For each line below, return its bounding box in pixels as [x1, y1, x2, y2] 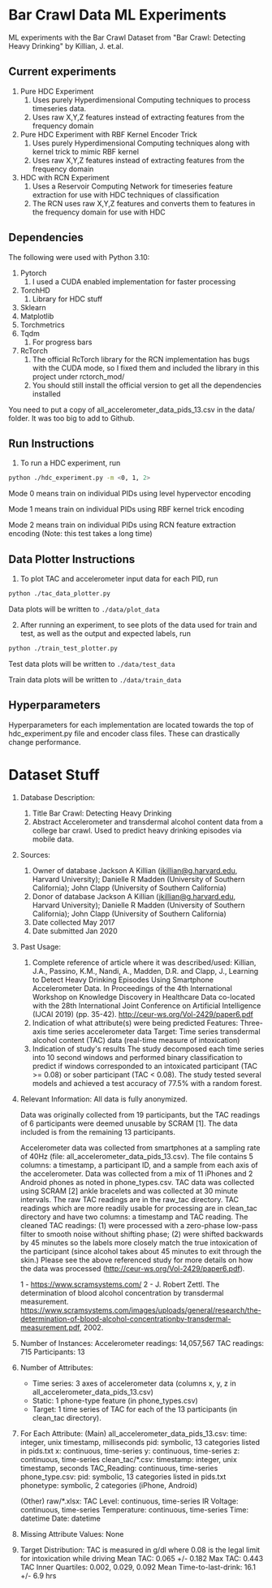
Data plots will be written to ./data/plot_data [8, 604, 160, 614]
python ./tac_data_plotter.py [8, 590, 111, 598]
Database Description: [19, 792, 96, 802]
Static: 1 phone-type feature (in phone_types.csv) [32, 1395, 199, 1405]
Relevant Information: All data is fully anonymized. [19, 1094, 188, 1104]
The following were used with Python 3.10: [8, 252, 150, 262]
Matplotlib [19, 311, 54, 321]
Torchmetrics [19, 319, 65, 330]
